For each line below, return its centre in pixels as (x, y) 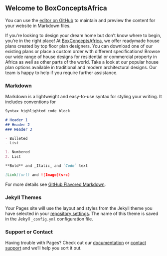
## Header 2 (17, 125)
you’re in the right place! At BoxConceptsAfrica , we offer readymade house (82, 41)
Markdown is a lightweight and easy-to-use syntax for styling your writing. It (83, 97)
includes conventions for (31, 102)
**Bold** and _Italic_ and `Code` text (47, 166)
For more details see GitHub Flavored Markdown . (56, 184)
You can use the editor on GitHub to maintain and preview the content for (80, 20)
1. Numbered (17, 152)
